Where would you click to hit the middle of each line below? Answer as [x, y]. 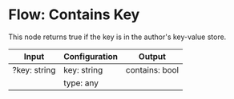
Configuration [91, 56]
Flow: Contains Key [74, 15]
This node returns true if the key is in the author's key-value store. [117, 37]
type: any [81, 83]
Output [153, 56]
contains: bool [152, 69]
